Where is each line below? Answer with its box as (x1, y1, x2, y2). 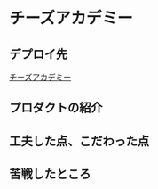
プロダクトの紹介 (9, 100, 103, 116)
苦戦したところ (9, 167, 91, 182)
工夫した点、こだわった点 (9, 133, 149, 148)
